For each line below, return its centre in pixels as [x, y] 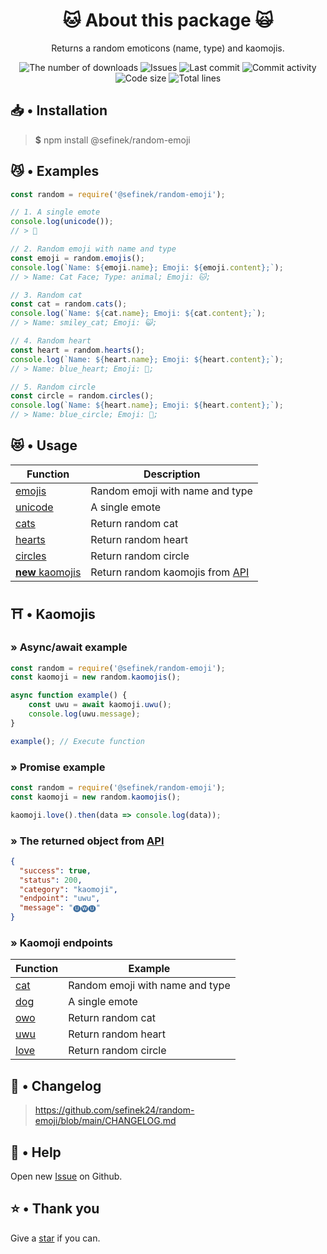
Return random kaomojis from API [170, 572]
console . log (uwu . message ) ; [84, 714]
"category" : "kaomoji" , [68, 889]
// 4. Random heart [51, 341]
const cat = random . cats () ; [69, 304]
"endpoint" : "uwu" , [60, 899]
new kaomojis [48, 572]
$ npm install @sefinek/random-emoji [112, 140]
